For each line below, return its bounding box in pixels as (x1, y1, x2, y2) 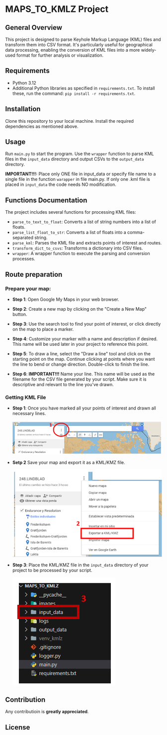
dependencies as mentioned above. (5, 123, 79, 129)
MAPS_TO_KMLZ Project (5, 3, 109, 15)
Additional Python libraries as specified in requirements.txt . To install (12, 85, 155, 91)
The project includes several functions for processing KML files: (5, 209, 137, 215)
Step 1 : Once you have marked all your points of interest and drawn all (12, 405, 157, 411)
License (5, 723, 30, 732)
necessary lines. (12, 410, 46, 416)
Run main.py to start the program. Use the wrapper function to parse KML (5, 151, 154, 157)
